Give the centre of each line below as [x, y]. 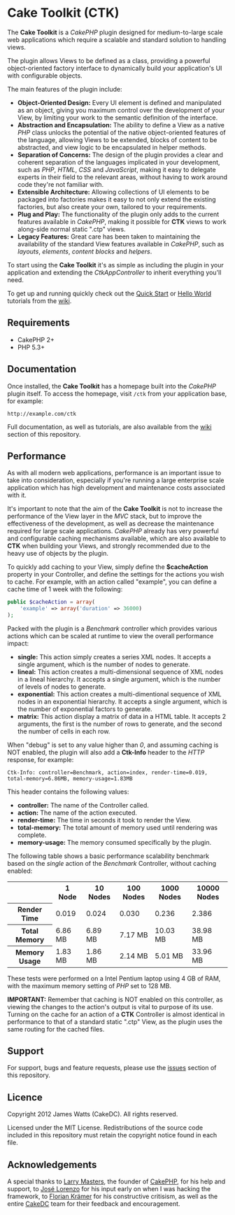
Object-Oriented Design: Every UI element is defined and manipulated [119, 102]
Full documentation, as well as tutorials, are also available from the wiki [109, 427]
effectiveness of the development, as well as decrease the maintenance [111, 524]
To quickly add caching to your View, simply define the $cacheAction [108, 567]
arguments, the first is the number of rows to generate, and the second [120, 724]
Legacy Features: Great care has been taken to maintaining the [109, 237]
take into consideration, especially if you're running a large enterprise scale [116, 480]
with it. [17, 496]
